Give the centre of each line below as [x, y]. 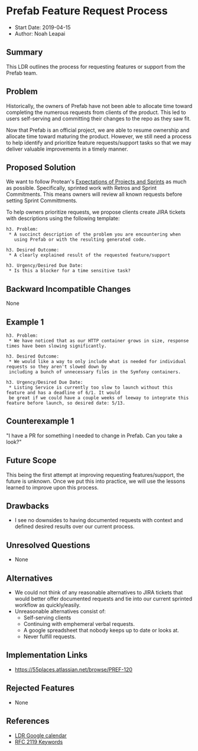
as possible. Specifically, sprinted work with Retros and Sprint [81, 188]
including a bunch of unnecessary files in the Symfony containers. [95, 372]
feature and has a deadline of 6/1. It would [63, 393]
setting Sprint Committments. [42, 201]
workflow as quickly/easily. [48, 605]
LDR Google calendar [40, 735]
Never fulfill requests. [50, 637]
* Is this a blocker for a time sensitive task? [70, 271]
